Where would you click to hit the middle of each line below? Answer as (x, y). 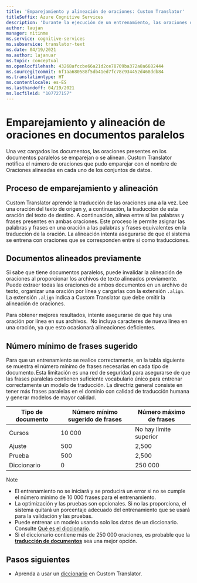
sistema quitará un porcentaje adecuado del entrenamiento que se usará (102, 510)
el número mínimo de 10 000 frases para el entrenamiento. (85, 497)
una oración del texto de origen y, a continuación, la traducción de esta (92, 208)
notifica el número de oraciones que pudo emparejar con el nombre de (91, 164)
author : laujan (25, 28)
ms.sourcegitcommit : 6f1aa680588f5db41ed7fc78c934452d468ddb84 (85, 72)
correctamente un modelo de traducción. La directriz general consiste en (94, 385)
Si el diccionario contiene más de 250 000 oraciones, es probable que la (102, 535)
